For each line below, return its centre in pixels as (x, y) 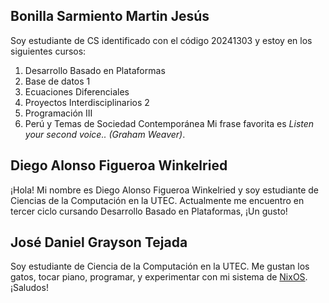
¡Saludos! (29, 288)
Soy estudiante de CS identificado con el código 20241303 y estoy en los (161, 40)
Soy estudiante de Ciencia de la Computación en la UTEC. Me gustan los (160, 266)
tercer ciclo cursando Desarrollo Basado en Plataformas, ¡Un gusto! (149, 211)
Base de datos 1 (57, 81)
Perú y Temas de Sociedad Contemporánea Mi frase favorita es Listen (169, 123)
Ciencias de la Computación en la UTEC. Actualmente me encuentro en (157, 200)
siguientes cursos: (48, 51)
